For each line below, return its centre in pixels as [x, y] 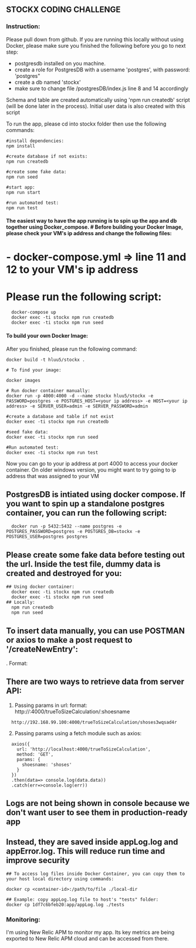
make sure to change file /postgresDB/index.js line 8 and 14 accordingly [102, 88]
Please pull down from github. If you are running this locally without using [95, 39]
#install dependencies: [35, 141]
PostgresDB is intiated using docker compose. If [96, 494]
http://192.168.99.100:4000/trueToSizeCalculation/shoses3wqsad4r [94, 722]
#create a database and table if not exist [60, 416]
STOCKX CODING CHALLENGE [63, 10]
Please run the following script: [84, 297]
